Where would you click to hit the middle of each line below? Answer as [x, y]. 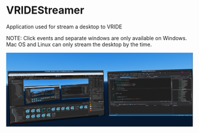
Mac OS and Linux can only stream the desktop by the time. [79, 44]
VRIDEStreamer [45, 10]
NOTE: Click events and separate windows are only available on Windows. [97, 38]
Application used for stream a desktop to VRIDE [64, 27]
